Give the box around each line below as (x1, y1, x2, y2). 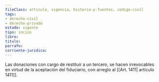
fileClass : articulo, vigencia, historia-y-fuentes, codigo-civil (5, 7, 144, 12)
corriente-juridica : (5, 48, 48, 53)
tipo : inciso (5, 30, 32, 35)
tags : (5, 12, 16, 17)
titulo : (5, 39, 21, 44)
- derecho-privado (5, 20, 43, 26)
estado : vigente (5, 25, 38, 30)
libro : (5, 35, 19, 40)
